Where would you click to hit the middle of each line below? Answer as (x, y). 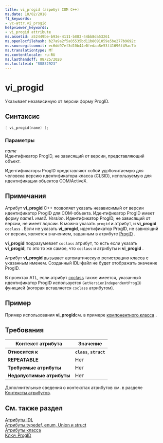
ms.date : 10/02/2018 (26, 14)
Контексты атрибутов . (28, 393)
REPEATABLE (23, 360)
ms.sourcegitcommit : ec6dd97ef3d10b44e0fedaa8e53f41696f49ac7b (71, 46)
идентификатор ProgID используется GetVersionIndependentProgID (73, 283)
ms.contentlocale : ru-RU (30, 55)
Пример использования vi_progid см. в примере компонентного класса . (81, 315)
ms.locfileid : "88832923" (31, 64)
